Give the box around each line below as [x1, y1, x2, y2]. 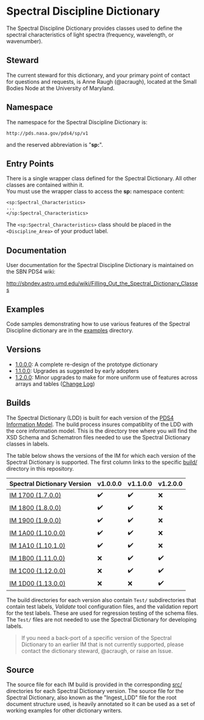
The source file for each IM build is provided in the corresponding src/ [6, 681, 183, 688]
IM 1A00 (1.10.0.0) [9, 529, 66, 537]
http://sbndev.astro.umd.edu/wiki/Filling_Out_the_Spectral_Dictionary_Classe [6, 280, 199, 287]
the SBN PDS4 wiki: [6, 268, 56, 276]
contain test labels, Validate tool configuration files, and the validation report [6, 603, 199, 610]
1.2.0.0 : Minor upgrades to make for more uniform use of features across [15, 373, 198, 381]
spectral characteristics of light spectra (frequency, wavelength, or [6, 31, 174, 38]
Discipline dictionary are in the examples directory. [6, 327, 134, 334]
